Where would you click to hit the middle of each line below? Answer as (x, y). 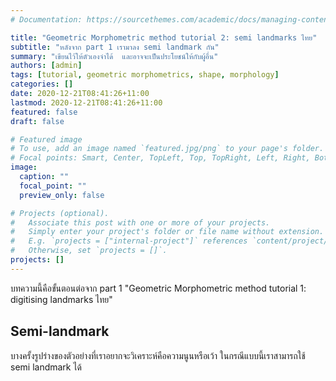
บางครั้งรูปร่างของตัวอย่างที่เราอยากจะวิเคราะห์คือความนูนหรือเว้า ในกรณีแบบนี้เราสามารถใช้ (158, 355)
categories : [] (42, 84)
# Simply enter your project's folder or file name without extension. (167, 232)
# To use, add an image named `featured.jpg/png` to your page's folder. (167, 149)
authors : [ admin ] (46, 66)
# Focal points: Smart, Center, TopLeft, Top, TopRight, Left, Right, (160, 158)
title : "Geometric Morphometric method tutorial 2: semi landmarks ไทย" (164, 37)
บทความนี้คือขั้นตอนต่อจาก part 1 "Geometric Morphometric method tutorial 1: (158, 288)
